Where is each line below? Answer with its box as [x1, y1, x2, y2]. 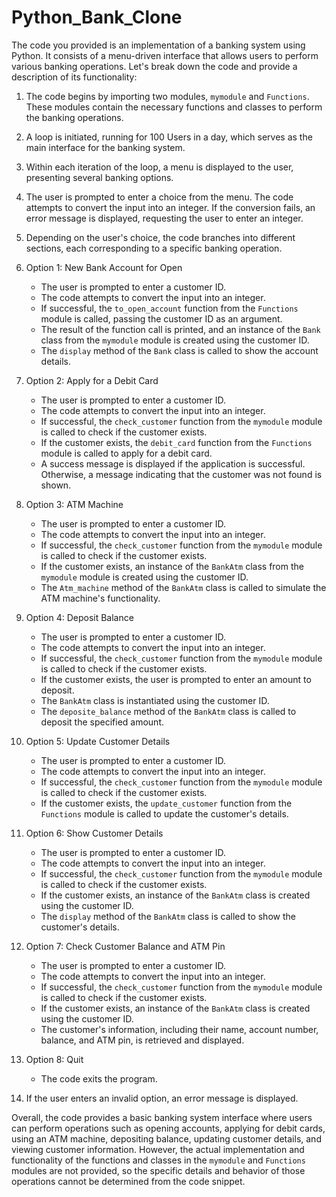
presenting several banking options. [25, 171, 174, 183]
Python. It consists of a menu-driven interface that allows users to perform [11, 49, 319, 61]
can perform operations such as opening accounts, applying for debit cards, [11, 1122, 326, 1134]
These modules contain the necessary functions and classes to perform [25, 101, 323, 113]
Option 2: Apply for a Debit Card [25, 374, 159, 386]
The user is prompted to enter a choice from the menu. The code [25, 191, 294, 203]
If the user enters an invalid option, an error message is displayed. [25, 1092, 299, 1104]
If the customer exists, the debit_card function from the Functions [40, 436, 313, 448]
